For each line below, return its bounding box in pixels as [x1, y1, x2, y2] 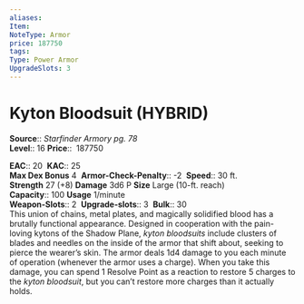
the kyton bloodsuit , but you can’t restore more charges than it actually [9, 276, 275, 287]
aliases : [9, 13, 43, 23]
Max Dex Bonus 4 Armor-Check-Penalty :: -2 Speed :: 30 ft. [9, 170, 238, 181]
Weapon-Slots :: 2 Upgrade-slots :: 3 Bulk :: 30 [9, 199, 188, 210]
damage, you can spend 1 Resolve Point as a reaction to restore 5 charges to [9, 266, 296, 277]
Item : [9, 22, 30, 31]
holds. [9, 285, 34, 296]
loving [9, 228, 33, 239]
